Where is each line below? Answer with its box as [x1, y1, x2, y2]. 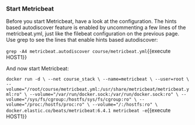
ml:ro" [6, 92, 22, 98]
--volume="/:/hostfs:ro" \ [92, 102, 158, 108]
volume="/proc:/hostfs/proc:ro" [6, 102, 85, 108]
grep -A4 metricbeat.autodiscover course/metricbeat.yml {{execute [6, 48, 171, 55]
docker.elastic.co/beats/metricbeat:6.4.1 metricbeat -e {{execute [6, 107, 171, 114]
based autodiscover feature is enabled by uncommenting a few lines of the [6, 24, 186, 31]
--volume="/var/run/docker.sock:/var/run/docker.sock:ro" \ [29, 92, 179, 98]
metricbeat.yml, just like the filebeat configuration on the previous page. [6, 30, 180, 37]
